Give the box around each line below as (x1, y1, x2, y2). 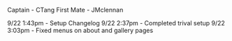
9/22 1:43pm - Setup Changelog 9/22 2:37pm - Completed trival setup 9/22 (7, 19, 226, 27)
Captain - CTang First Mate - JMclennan (7, 6, 124, 14)
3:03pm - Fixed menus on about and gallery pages (7, 27, 154, 34)
